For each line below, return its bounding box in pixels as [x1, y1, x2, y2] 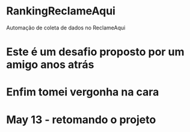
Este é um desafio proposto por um [6, 45, 185, 59]
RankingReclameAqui [6, 4, 116, 18]
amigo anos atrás [6, 58, 94, 71]
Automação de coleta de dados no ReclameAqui [6, 24, 126, 31]
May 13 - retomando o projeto [6, 113, 156, 127]
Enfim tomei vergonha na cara [6, 85, 159, 99]
